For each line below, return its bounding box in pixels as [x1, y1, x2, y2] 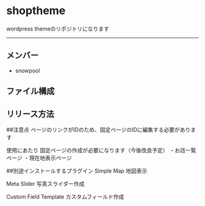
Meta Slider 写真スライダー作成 [6, 180, 85, 187]
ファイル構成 [6, 86, 55, 96]
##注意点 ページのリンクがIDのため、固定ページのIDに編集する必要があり [6, 126, 191, 133]
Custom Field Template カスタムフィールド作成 [6, 193, 124, 200]
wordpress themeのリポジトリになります [6, 25, 110, 32]
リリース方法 [6, 108, 54, 119]
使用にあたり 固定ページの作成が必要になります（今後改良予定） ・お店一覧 [6, 146, 196, 154]
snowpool [15, 66, 40, 74]
